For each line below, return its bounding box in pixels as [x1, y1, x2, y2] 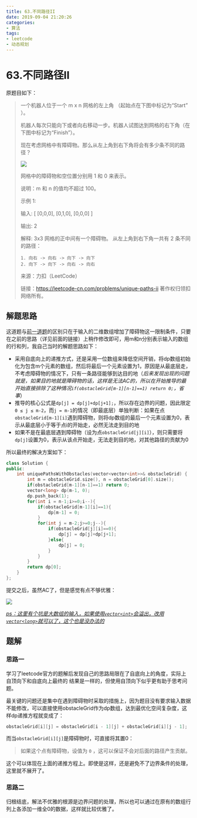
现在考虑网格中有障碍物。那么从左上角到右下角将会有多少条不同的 [20, 141, 180, 148]
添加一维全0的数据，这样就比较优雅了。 [21, 805, 117, 812]
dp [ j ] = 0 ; [58, 542, 85, 548]
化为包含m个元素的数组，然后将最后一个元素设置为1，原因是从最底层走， [14, 363, 191, 370]
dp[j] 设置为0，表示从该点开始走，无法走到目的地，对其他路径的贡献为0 [14, 436, 189, 443]
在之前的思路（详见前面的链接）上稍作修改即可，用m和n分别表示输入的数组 [6, 335, 189, 342]
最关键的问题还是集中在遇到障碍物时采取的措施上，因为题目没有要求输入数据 [6, 697, 191, 704]
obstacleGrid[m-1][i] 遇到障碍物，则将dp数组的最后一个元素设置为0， [14, 414, 185, 421]
